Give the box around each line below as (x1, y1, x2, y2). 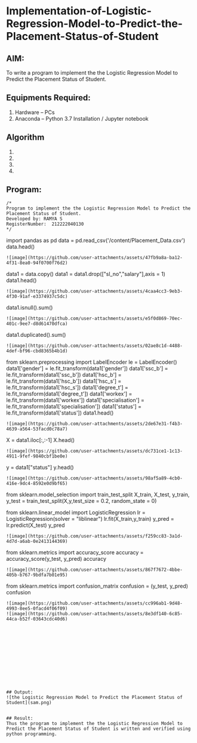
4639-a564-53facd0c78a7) (6, 426, 68, 432)
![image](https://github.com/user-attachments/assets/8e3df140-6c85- (6, 611, 183, 617)
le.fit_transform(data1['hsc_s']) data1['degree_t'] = (6, 384, 128, 391)
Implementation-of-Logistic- (6, 4, 152, 18)
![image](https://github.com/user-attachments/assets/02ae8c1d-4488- (6, 343, 183, 349)
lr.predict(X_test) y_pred (6, 521, 65, 529)
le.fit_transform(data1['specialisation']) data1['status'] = (6, 403, 142, 410)
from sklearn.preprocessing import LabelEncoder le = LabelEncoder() (6, 358, 177, 366)
